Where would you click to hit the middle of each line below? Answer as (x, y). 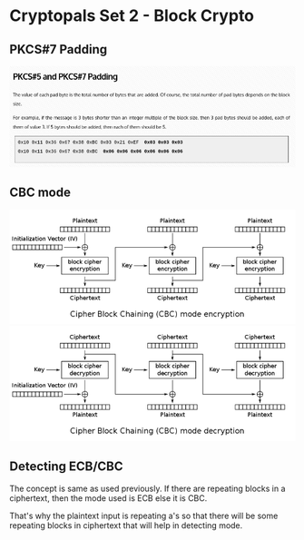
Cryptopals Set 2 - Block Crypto (132, 16)
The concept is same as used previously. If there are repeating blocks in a (147, 488)
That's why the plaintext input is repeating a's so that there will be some (144, 515)
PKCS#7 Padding (59, 49)
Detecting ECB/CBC (67, 467)
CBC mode (40, 193)
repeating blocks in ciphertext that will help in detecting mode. (126, 525)
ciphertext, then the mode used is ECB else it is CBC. (108, 498)
